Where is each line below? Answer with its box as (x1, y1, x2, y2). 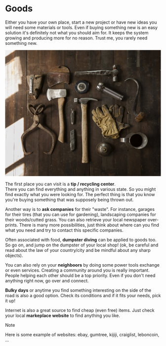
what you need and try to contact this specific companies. (5, 227, 124, 233)
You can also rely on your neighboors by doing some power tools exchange (5, 262, 160, 268)
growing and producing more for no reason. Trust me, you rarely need (5, 35, 148, 41)
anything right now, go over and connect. (5, 277, 89, 283)
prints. (5, 222, 18, 228)
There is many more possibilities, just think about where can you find (19, 222, 160, 228)
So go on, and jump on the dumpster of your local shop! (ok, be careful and (5, 242, 159, 248)
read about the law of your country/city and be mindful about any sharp (5, 247, 151, 253)
